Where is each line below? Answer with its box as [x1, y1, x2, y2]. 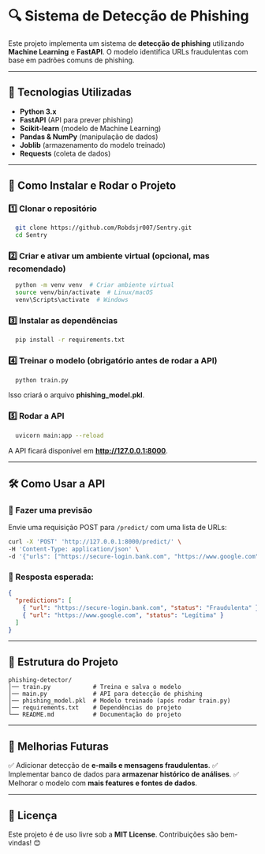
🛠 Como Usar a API [8, 477, 106, 491]
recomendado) [8, 263, 66, 274]
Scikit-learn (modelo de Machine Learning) [19, 123, 162, 133]
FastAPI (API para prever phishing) [19, 115, 134, 124]
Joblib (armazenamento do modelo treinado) [19, 140, 166, 149]
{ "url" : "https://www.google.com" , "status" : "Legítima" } [22, 611, 224, 619]
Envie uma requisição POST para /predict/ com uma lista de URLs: [8, 523, 227, 532]
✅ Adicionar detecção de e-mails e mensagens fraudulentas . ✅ [8, 761, 218, 770]
